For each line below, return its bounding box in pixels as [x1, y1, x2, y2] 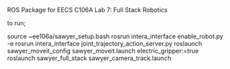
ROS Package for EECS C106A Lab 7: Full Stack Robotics [7, 6, 168, 14]
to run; [7, 19, 26, 27]
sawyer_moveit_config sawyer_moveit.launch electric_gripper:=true [7, 47, 199, 55]
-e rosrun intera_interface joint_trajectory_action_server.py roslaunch [7, 40, 202, 47]
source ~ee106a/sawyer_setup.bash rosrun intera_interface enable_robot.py [7, 32, 224, 40]
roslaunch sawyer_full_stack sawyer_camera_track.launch [7, 54, 171, 62]
